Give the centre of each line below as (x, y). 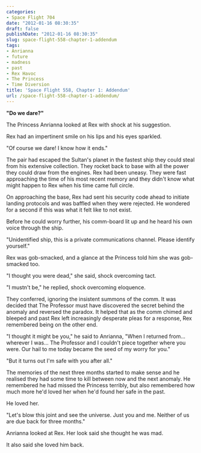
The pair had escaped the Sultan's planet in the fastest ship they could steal (100, 160)
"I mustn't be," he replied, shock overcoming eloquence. (76, 287)
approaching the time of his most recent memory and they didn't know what (100, 179)
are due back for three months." (46, 421)
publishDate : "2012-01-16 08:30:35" (52, 34)
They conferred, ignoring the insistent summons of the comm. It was (91, 299)
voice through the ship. (35, 228)
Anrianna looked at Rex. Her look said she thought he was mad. (85, 433)
